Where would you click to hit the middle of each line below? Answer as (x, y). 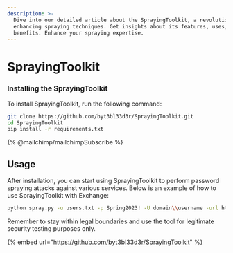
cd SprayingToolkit (35, 123)
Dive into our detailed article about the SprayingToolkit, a (105, 20)
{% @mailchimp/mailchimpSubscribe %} (65, 142)
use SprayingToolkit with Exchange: (58, 196)
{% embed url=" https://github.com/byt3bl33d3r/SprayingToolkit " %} (105, 242)
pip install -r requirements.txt (55, 129)
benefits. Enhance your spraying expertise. (79, 33)
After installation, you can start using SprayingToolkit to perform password (113, 181)
